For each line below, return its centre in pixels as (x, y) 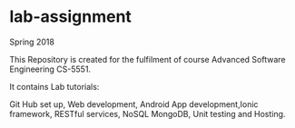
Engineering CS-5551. (50, 69)
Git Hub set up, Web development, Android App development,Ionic (134, 104)
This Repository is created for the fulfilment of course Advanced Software (147, 59)
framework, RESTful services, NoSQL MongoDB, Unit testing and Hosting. (147, 113)
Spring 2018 (32, 42)
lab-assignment (70, 17)
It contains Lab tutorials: (54, 86)
